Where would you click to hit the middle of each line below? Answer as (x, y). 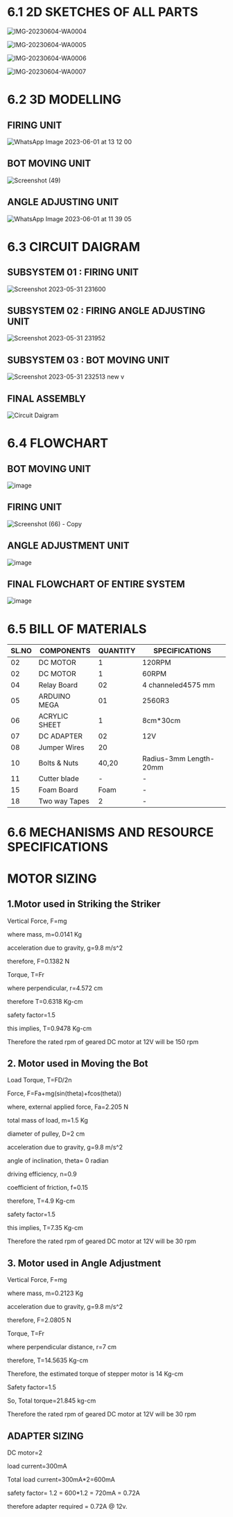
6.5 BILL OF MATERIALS (77, 629)
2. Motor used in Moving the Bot (78, 1063)
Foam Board (58, 790)
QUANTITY (117, 651)
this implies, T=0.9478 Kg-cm (50, 1028)
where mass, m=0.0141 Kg (44, 934)
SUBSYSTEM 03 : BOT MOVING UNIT (88, 360)
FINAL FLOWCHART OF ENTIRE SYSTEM (96, 584)
